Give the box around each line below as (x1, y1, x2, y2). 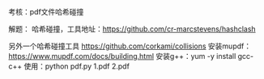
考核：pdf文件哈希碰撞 (8, 7, 84, 16)
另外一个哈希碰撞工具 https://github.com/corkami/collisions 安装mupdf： (8, 41, 252, 51)
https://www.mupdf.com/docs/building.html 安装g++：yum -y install (8, 52, 236, 60)
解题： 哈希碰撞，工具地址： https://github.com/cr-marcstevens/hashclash (8, 24, 257, 34)
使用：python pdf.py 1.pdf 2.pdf (23, 61, 130, 71)
